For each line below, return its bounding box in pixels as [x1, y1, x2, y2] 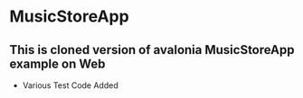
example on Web [9, 56, 106, 71]
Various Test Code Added [22, 80, 119, 91]
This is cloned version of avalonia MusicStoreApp [9, 42, 295, 58]
